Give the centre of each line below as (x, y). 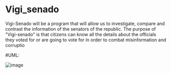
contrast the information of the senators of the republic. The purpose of (81, 29)
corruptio (15, 45)
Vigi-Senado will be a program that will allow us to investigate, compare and (85, 23)
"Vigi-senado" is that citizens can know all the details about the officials (81, 34)
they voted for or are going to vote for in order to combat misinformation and (86, 40)
